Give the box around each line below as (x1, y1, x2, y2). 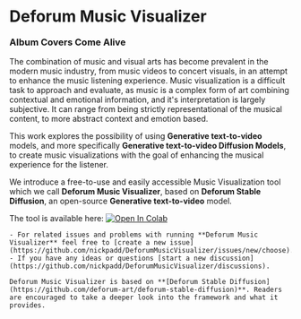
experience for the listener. (9, 159, 109, 170)
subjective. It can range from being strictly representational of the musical (9, 104, 282, 115)
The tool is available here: (9, 213, 105, 224)
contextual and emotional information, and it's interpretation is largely (9, 94, 266, 105)
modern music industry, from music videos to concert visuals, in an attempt (9, 65, 288, 77)
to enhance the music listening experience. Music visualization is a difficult (9, 75, 286, 86)
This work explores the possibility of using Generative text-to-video (9, 131, 262, 142)
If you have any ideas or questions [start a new (17, 254, 206, 263)
